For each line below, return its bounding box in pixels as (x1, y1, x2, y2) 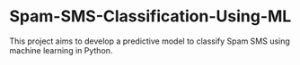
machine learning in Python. (9, 45, 113, 55)
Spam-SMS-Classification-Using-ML (9, 6, 292, 27)
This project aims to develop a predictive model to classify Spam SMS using (9, 36, 290, 46)
